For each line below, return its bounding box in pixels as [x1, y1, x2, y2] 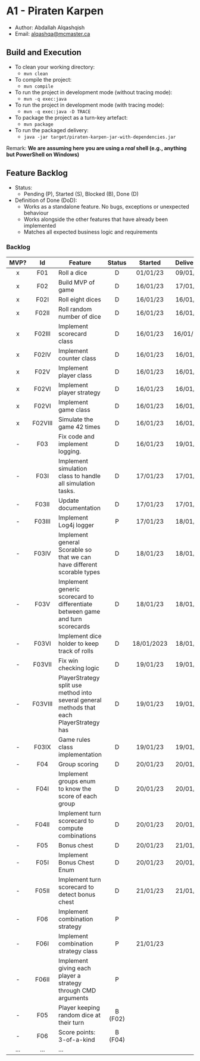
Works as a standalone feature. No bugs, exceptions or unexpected [23, 203, 189, 210]
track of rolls [58, 646, 94, 655]
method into [58, 688, 92, 696]
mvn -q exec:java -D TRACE [23, 108, 91, 114]
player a [58, 971, 82, 979]
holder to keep [58, 639, 99, 648]
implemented [23, 222, 57, 229]
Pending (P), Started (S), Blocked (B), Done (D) [23, 190, 139, 197]
